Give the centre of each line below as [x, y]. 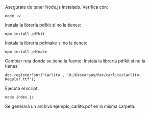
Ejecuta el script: [22, 88]
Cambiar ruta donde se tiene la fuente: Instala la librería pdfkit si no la [75, 61]
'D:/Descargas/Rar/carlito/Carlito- [104, 75]
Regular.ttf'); [21, 79]
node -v [13, 16]
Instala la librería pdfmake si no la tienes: [46, 43]
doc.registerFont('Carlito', [35, 75]
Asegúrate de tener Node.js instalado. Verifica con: [57, 7]
